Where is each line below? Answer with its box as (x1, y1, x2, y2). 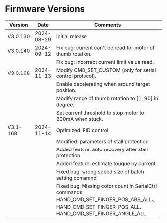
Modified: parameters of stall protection (56, 138, 149, 145)
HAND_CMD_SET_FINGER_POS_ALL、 (56, 203, 145, 210)
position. (56, 87, 77, 94)
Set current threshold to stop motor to (56, 109, 144, 116)
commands (56, 189, 83, 196)
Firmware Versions (5, 3, 85, 15)
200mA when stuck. (56, 115, 103, 122)
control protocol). (56, 73, 97, 79)
